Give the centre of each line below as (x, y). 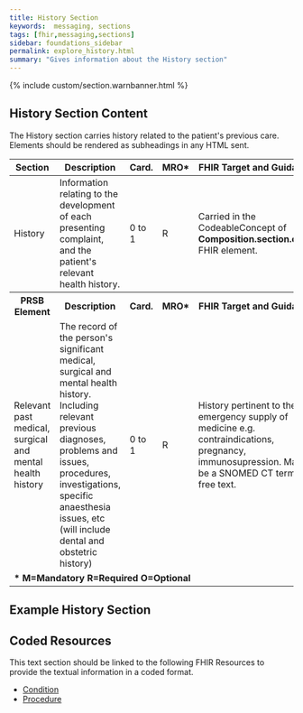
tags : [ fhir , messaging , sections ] (72, 34)
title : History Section (54, 18)
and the (75, 250)
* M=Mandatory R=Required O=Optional (102, 578)
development (87, 205)
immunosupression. (240, 461)
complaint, (82, 238)
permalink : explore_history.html (72, 51)
